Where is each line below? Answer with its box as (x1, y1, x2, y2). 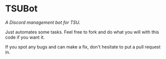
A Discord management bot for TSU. (5, 19, 80, 25)
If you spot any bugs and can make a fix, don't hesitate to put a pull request (5, 44, 161, 50)
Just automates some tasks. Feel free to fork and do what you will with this (5, 29, 159, 35)
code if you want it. (5, 34, 45, 40)
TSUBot (5, 3, 38, 14)
